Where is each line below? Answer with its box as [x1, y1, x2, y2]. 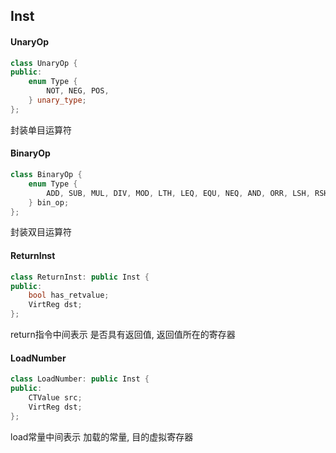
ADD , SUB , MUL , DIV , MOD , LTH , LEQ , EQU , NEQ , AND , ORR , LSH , [46, 188, 311, 198]
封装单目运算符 [10, 124, 72, 136]
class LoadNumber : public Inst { [10, 374, 150, 384]
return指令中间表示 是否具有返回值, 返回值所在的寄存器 [10, 329, 236, 340]
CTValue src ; [28, 392, 83, 403]
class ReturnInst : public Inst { [10, 272, 150, 282]
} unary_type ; [28, 95, 87, 106]
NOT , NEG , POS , [46, 86, 110, 96]
